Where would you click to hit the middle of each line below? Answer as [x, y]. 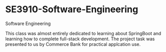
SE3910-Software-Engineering [72, 9]
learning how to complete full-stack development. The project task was [80, 39]
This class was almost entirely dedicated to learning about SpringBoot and [83, 33]
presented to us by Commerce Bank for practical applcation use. [73, 44]
